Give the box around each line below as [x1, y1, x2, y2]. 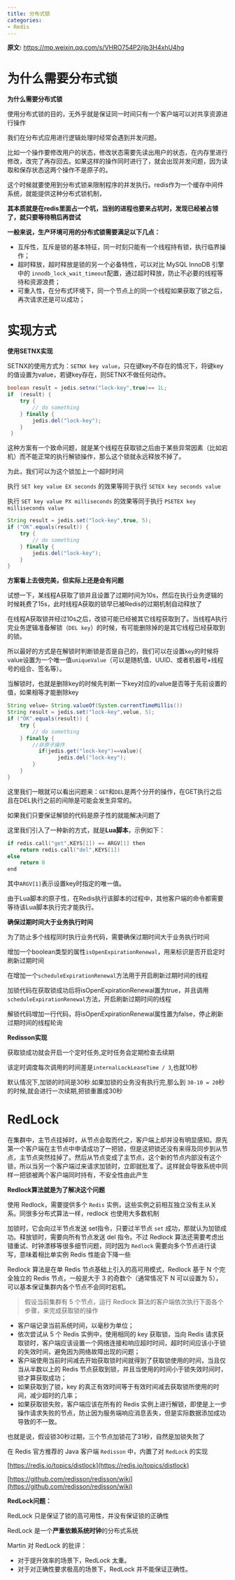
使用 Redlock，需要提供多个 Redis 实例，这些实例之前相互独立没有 [7, 1201, 199, 1209]
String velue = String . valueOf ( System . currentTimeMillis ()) [7, 702, 183, 709]
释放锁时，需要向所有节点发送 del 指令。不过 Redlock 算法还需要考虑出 [19, 1233, 224, 1241]
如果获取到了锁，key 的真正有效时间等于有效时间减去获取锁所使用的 [17, 1383, 213, 1391]
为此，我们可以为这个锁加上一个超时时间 [7, 467, 124, 476]
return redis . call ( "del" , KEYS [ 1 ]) [20, 846, 120, 853]
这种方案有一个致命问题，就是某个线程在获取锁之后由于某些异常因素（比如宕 [7, 444, 228, 452]
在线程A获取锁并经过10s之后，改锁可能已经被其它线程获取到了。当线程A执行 [7, 615, 228, 623]
